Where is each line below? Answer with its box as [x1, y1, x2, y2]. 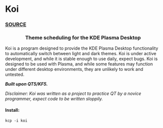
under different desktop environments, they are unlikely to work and [5, 66, 143, 72]
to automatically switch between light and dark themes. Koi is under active [5, 51, 157, 57]
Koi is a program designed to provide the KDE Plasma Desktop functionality [5, 45, 159, 51]
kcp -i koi [5, 118, 28, 123]
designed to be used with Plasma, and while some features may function [5, 61, 153, 67]
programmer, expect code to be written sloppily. [5, 96, 103, 102]
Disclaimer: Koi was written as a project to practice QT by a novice [5, 91, 142, 96]
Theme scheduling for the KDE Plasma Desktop [25, 34, 141, 41]
